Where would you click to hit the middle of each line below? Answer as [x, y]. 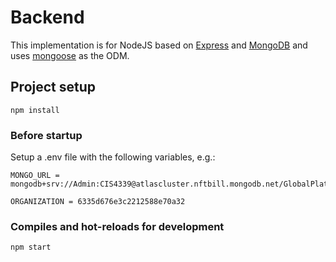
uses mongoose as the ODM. [70, 55]
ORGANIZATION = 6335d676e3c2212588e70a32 [98, 202]
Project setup [53, 87]
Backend [47, 17]
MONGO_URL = [35, 176]
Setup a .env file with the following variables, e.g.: [113, 157]
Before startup [46, 135]
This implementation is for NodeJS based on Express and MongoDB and [159, 45]
